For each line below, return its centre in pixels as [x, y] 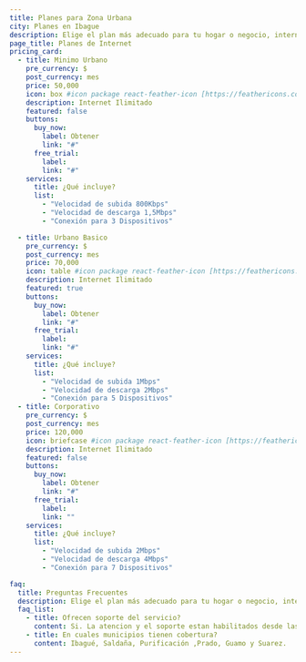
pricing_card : [36, 52]
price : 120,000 [55, 432]
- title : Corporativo [59, 407]
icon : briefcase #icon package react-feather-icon [124, 441]
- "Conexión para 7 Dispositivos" [107, 567]
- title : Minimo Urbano [62, 60]
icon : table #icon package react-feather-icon [116, 271]
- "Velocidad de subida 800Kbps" [106, 204]
